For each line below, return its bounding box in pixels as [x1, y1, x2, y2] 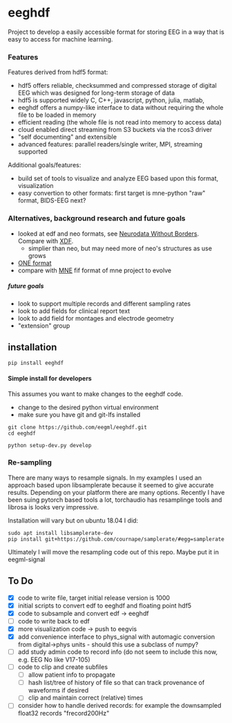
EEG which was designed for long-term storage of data [17, 88, 175, 97]
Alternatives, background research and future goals [8, 214, 186, 223]
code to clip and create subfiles [17, 663, 108, 671]
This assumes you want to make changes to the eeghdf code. [8, 389, 184, 398]
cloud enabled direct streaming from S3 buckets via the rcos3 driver [17, 126, 213, 134]
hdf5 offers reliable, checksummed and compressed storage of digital [17, 82, 217, 90]
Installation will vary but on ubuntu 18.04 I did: [8, 516, 139, 525]
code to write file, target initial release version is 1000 [17, 593, 171, 602]
